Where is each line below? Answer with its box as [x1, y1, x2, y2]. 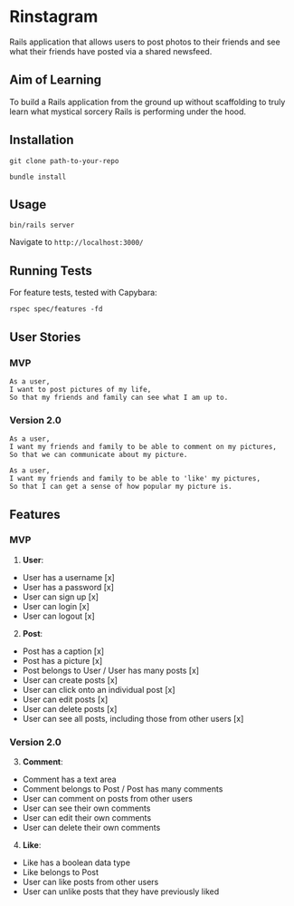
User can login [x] [22, 600, 90, 611]
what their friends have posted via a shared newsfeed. [9, 45, 213, 56]
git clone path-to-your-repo [9, 156, 119, 165]
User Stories [9, 329, 81, 345]
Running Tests [9, 263, 92, 278]
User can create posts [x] [22, 674, 118, 686]
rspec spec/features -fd [9, 305, 103, 314]
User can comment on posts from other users [22, 794, 193, 804]
